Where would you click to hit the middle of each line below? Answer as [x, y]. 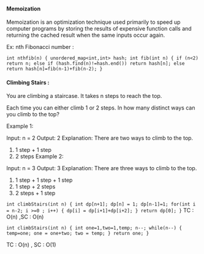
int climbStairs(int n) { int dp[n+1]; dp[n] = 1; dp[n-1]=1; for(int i [101, 204]
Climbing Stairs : [28, 82]
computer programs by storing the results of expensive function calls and [99, 29]
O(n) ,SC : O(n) [25, 217]
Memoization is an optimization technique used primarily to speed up [93, 22]
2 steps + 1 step [35, 193]
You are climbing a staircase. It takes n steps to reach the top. [84, 96]
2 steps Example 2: [39, 157]
